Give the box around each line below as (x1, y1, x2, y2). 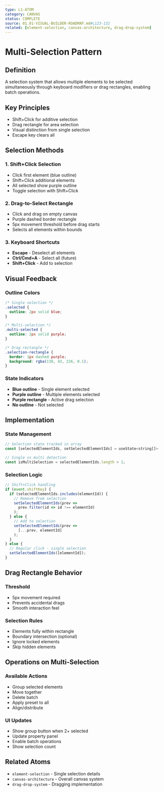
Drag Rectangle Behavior (5, 569, 82, 577)
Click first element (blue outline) (12, 172, 77, 178)
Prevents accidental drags (12, 600, 65, 606)
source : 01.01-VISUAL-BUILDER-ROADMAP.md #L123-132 (5, 21, 110, 26)
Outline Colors (5, 289, 40, 296)
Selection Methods (5, 146, 64, 155)
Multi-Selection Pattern (5, 47, 102, 58)
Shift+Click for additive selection (12, 116, 78, 122)
